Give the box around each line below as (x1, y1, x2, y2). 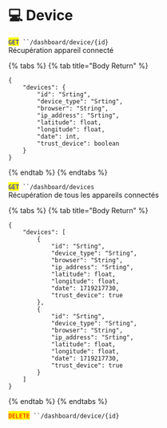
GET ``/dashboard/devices (8, 183, 94, 191)
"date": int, (37, 132, 81, 140)
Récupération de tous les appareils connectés (8, 190, 160, 200)
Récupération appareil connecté (8, 45, 114, 55)
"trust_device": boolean (37, 139, 120, 147)
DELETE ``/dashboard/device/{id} (8, 412, 120, 420)
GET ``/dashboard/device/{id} (8, 38, 109, 46)
